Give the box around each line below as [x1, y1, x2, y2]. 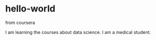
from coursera [5, 19, 36, 25]
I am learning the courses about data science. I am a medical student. [5, 29, 151, 35]
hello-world [5, 3, 56, 14]
